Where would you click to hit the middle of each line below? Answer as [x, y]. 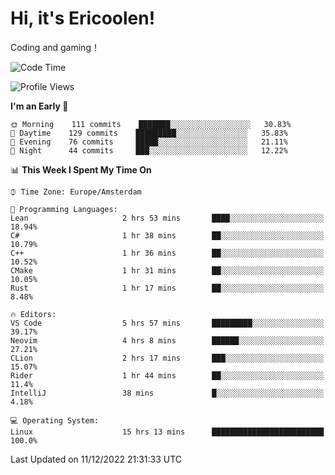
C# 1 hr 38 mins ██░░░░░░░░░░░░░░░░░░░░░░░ [167, 235]
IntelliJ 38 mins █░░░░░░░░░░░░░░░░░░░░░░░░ [167, 393]
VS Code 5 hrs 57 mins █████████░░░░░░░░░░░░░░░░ [167, 323]
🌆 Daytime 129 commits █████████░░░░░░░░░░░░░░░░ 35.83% [149, 133]
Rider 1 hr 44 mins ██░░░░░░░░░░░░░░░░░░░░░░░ [167, 375]
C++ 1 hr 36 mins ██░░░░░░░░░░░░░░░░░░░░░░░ [167, 253]
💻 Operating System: [55, 420]
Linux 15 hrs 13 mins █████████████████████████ [167, 432]
